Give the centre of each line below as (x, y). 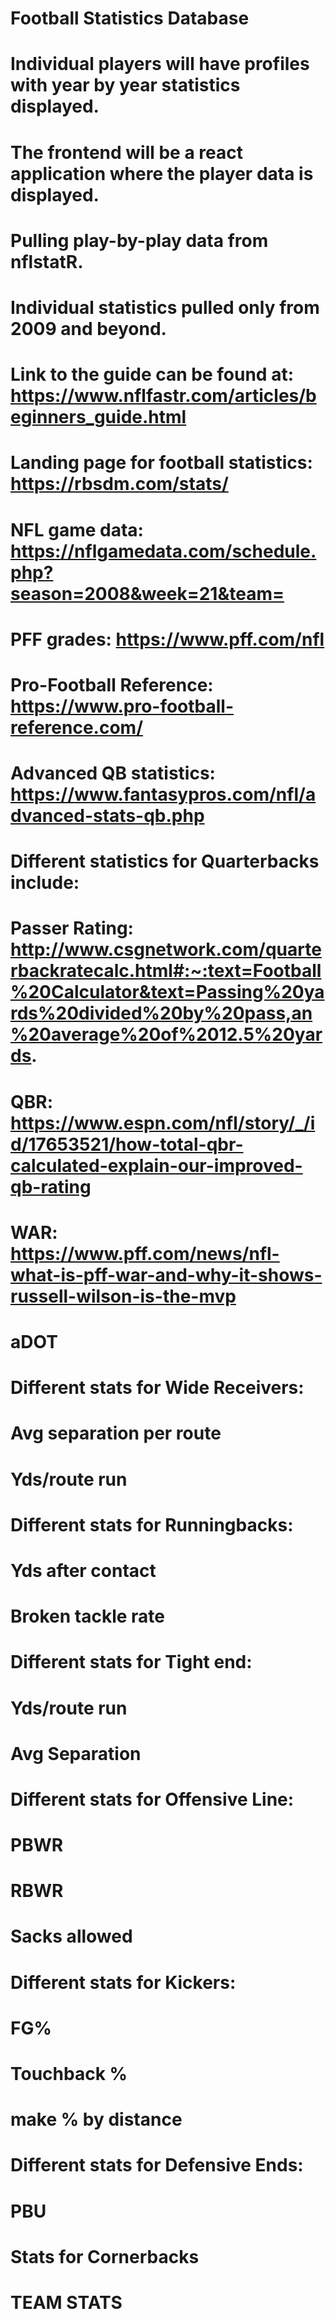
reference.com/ (77, 727)
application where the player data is (162, 173)
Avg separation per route (116, 1433)
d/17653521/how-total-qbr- (127, 1144)
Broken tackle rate (87, 1616)
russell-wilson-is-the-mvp (123, 1296)
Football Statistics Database (130, 18)
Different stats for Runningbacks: (152, 1524)
